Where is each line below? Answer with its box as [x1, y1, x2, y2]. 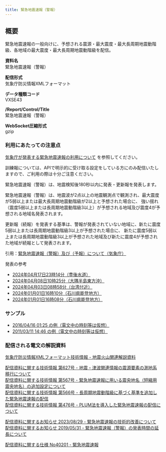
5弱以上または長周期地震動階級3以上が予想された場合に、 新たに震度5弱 [5, 227, 153, 233]
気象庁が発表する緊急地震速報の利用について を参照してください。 [5, 154, 140, 160]
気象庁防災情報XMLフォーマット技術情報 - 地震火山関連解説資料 [5, 354, 136, 360]
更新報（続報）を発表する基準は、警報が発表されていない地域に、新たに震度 [5, 221, 161, 227]
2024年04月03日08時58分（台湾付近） [12, 284, 93, 290]
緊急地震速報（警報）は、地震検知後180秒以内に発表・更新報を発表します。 [5, 181, 159, 187]
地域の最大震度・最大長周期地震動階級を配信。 [18, 47, 114, 53]
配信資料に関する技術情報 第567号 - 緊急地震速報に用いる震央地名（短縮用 [5, 377, 157, 383]
